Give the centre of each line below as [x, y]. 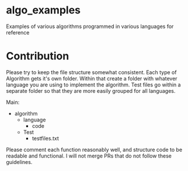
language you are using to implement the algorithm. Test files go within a [93, 85]
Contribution [38, 56]
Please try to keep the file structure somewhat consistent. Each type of [91, 72]
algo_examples [43, 10]
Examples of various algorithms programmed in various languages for [90, 26]
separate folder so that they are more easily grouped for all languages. [91, 90]
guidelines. [19, 162]
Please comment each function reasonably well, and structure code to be [94, 149]
